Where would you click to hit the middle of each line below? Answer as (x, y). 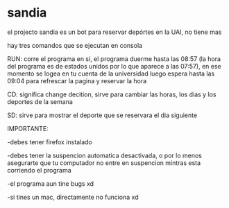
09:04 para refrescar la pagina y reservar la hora (77, 80)
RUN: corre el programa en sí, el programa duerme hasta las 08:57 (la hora (114, 59)
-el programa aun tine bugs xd (51, 183)
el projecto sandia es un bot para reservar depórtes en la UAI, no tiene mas (114, 32)
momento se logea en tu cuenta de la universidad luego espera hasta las (111, 73)
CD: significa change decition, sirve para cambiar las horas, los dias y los (112, 94)
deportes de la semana (40, 101)
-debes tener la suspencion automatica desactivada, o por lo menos (105, 155)
